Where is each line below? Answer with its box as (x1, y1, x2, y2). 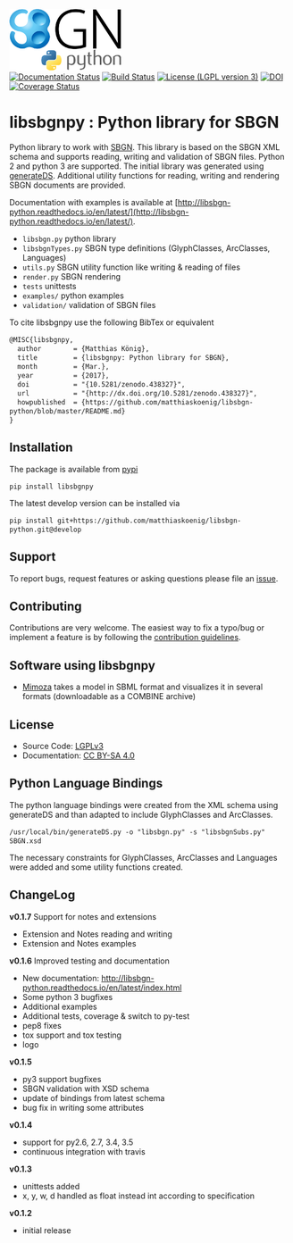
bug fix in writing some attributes (21, 1102, 145, 1113)
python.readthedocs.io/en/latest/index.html (21, 982, 182, 993)
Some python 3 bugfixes (21, 991, 113, 1002)
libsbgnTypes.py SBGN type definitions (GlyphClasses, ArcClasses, (21, 242, 271, 254)
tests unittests (21, 280, 77, 291)
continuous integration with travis (21, 1146, 146, 1156)
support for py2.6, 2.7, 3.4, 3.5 (21, 1137, 134, 1147)
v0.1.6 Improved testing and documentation (9, 955, 170, 966)
